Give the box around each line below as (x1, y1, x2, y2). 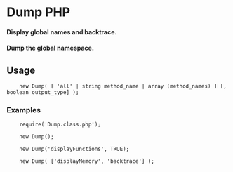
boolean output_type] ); (6, 89, 79, 96)
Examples (6, 105, 41, 115)
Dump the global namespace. (6, 44, 94, 53)
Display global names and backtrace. (6, 27, 117, 36)
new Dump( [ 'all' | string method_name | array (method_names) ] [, (19, 83, 227, 90)
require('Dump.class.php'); (19, 121, 101, 128)
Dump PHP (6, 4, 71, 20)
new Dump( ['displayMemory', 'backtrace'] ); (19, 158, 155, 165)
